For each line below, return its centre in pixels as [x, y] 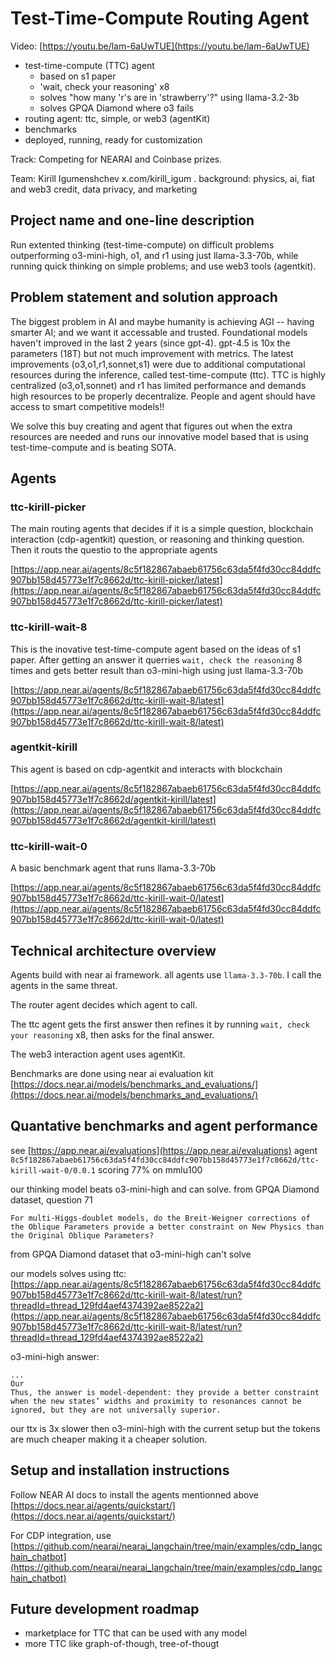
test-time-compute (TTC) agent [89, 65]
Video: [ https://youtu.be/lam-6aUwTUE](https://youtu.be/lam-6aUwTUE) [160, 46]
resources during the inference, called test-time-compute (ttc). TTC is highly [168, 374]
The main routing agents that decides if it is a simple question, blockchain [162, 529]
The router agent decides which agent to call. [104, 1004]
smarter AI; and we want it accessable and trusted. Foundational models [159, 332]
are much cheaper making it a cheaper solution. [109, 1439]
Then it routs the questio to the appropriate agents [114, 550]
